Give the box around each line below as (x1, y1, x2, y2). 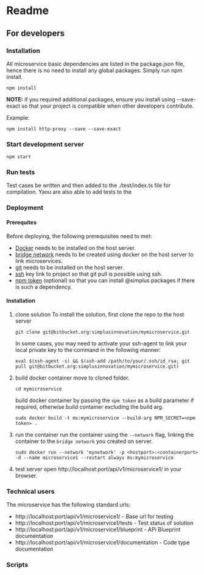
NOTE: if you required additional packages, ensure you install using (6, 95, 175, 103)
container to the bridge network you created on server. (15, 438, 153, 445)
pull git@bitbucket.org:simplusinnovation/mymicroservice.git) (15, 363, 180, 370)
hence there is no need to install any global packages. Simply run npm (6, 67, 183, 74)
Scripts (6, 560, 29, 569)
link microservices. (15, 257, 63, 265)
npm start (6, 154, 32, 160)
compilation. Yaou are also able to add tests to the (6, 188, 132, 196)
